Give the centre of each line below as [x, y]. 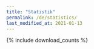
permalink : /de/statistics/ [42, 18]
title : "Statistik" [31, 12]
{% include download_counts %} [47, 41]
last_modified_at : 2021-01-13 [45, 23]
